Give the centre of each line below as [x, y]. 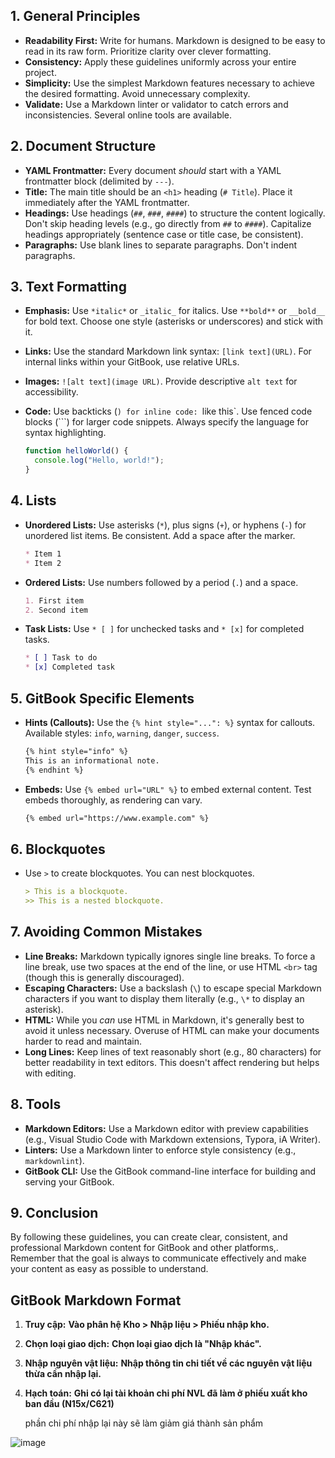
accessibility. [51, 392]
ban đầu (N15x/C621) [69, 1404]
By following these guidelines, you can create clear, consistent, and [149, 1237]
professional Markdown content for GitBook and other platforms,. [144, 1248]
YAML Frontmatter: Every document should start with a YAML [153, 170]
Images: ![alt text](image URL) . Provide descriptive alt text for [161, 381]
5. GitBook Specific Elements [102, 698]
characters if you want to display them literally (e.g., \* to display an [164, 998]
